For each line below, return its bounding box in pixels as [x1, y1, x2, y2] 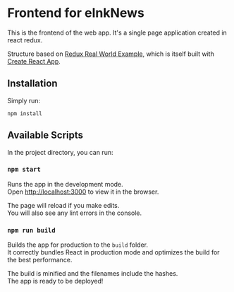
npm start [7, 165, 41, 174]
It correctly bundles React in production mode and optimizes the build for [7, 248, 220, 257]
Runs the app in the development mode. [7, 180, 123, 188]
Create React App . [7, 57, 61, 65]
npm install [7, 110, 42, 117]
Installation [7, 78, 58, 90]
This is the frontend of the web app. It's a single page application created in [7, 28, 227, 37]
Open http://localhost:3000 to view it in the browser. [7, 187, 159, 196]
